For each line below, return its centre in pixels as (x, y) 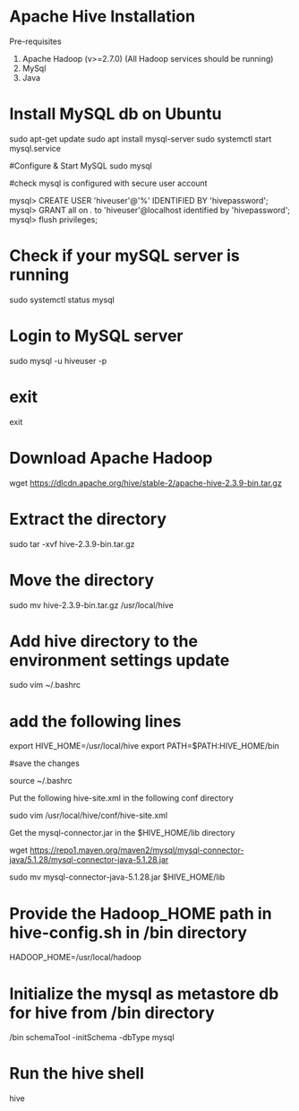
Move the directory (82, 580)
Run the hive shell (77, 1074)
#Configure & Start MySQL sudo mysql (81, 165)
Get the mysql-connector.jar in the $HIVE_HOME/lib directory (122, 833)
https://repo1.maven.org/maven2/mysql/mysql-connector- (137, 850)
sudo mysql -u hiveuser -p (58, 360)
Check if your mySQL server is (124, 256)
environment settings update (120, 660)
